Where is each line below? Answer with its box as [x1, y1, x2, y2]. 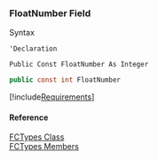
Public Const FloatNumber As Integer [9, 60, 149, 69]
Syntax [9, 28, 36, 38]
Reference [9, 112, 49, 123]
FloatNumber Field [9, 7, 91, 20]
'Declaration [9, 44, 58, 53]
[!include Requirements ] [9, 92, 95, 102]
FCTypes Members [9, 141, 80, 152]
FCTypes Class [9, 132, 65, 142]
